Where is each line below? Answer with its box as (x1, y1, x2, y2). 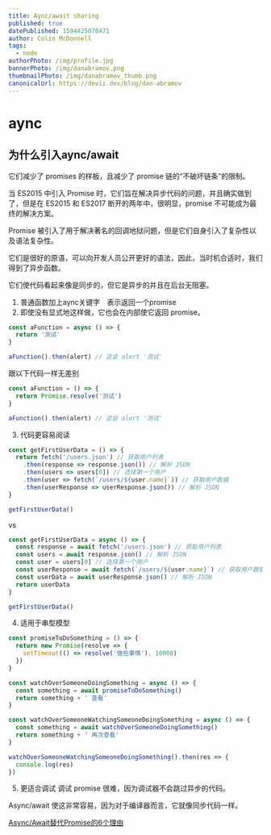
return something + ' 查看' (15, 694, 107, 702)
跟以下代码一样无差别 (8, 369, 79, 378)
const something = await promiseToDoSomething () (15, 687, 182, 695)
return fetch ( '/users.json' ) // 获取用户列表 (15, 453, 164, 461)
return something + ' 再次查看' (15, 731, 119, 739)
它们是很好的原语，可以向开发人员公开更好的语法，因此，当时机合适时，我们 (8, 253, 263, 262)
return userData (15, 580, 70, 589)
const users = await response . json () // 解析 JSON (15, 550, 187, 559)
